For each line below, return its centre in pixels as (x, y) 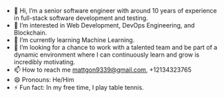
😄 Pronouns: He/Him (44, 80)
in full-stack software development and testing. (81, 18)
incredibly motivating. (44, 62)
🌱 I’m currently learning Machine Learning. (74, 40)
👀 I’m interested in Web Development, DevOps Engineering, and (104, 25)
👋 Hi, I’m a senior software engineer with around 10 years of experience (115, 11)
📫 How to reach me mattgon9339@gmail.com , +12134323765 (102, 70)
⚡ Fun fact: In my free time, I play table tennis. (79, 87)
